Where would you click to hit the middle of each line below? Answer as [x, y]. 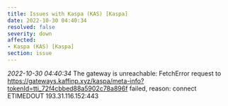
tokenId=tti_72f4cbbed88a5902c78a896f [68, 88]
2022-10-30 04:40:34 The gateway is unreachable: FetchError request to [114, 73]
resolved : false [31, 27]
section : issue [30, 54]
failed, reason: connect [163, 88]
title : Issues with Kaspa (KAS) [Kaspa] [68, 14]
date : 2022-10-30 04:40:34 [47, 20]
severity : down [30, 34]
